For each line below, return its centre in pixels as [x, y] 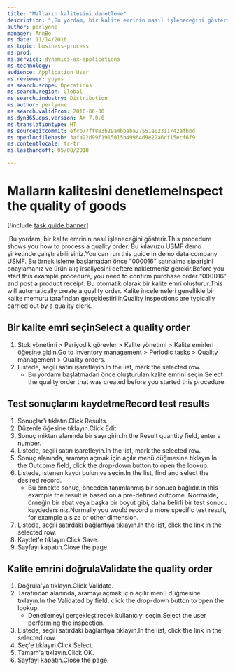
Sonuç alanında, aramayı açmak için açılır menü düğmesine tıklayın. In [117, 458]
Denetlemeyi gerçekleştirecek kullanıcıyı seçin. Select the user [117, 616]
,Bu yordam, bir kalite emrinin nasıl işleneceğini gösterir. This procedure [109, 239]
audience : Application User [48, 72]
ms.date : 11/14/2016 [37, 40]
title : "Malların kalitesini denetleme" [67, 14]
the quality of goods [67, 206]
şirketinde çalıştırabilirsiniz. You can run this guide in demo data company [113, 253]
